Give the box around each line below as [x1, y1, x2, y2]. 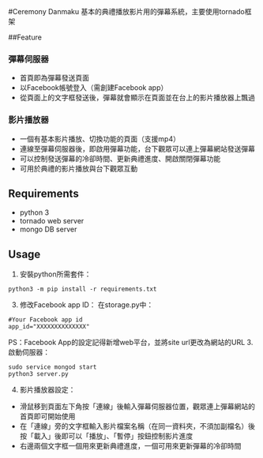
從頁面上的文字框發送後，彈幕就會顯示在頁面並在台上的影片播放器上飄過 [19, 93, 255, 103]
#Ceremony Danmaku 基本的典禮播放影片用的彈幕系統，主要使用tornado [8, 7, 245, 16]
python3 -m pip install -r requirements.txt [8, 285, 157, 294]
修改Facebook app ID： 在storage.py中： [19, 300, 154, 310]
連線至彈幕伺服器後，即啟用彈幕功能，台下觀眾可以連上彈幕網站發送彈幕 [19, 144, 255, 153]
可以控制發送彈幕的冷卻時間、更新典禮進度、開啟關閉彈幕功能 [19, 153, 221, 163]
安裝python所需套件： [19, 269, 92, 279]
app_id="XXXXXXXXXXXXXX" [8, 323, 90, 331]
